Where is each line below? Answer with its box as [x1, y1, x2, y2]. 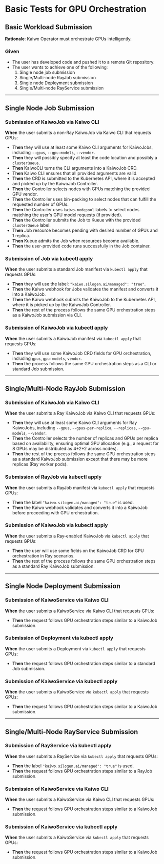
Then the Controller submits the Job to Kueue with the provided [12, 217, 141, 223]
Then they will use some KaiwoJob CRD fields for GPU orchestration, [12, 350, 152, 356]
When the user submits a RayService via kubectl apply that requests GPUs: [5, 753, 158, 759]
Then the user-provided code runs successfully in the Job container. [12, 243, 151, 249]
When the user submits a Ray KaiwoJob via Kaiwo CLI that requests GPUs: [5, 410, 156, 416]
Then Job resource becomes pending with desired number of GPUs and [12, 227, 158, 233]
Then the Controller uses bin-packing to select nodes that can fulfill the [12, 196, 156, 202]
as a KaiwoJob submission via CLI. [12, 312, 82, 318]
